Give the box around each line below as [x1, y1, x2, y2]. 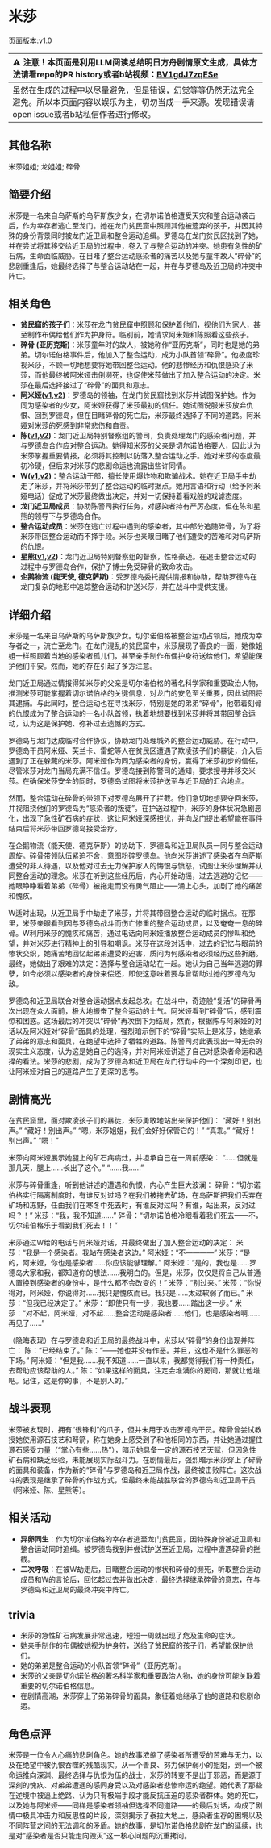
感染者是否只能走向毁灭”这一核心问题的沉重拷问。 [25, 1831, 192, 1841]
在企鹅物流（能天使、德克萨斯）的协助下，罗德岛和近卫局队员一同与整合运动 [8, 841, 263, 851]
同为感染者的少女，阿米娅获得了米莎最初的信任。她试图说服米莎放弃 [19, 400, 247, 410]
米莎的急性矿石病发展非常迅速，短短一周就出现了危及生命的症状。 [19, 1631, 240, 1641]
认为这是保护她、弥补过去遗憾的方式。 [22, 719, 150, 729]
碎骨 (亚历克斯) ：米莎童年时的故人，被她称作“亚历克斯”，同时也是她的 [19, 340, 253, 349]
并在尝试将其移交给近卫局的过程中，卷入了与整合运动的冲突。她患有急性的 [8, 240, 256, 250]
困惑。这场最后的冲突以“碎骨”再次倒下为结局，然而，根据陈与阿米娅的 [22, 1016, 256, 1026]
